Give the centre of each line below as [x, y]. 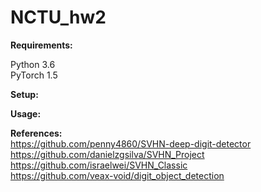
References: [36, 133]
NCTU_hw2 [58, 17]
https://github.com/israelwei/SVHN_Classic [99, 165]
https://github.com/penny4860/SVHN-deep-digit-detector [131, 143]
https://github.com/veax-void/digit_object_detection [117, 175]
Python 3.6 [33, 64]
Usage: [26, 113]
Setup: [24, 94]
